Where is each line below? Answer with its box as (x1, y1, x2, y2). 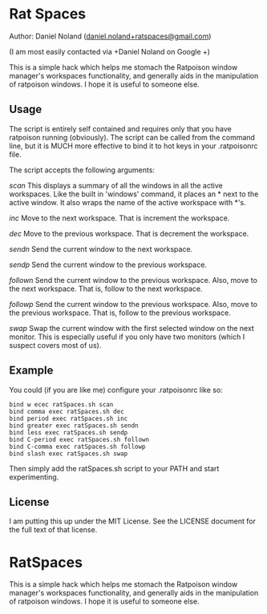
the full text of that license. (9, 525, 98, 535)
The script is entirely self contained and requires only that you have (9, 123, 232, 133)
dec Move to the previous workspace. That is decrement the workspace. (9, 228, 249, 238)
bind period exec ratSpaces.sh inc (9, 414, 128, 422)
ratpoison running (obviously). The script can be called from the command (9, 132, 256, 142)
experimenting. (9, 472, 59, 482)
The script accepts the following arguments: (9, 165, 156, 175)
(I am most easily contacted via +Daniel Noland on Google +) (9, 46, 211, 56)
